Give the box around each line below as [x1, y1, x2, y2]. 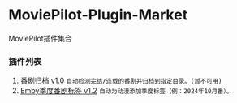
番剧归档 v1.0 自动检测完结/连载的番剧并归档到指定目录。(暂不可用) [19, 75, 222, 86]
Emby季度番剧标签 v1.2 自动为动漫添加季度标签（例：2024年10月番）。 [19, 86, 233, 96]
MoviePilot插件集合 [8, 33, 72, 43]
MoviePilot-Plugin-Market [8, 6, 188, 24]
